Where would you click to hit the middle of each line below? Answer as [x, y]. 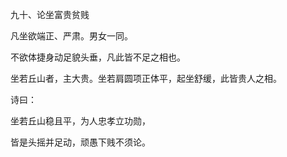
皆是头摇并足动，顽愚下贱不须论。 [80, 142]
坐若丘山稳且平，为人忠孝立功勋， [80, 121]
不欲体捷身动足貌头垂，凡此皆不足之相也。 [98, 57]
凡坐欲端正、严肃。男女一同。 [71, 36]
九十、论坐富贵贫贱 [50, 14]
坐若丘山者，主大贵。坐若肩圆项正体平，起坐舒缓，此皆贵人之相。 [146, 78]
